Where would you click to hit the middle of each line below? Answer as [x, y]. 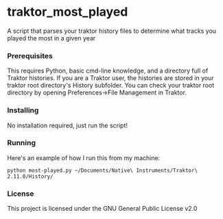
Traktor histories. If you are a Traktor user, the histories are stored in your [110, 78]
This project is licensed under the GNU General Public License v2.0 [102, 209]
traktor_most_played [68, 12]
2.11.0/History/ [30, 176]
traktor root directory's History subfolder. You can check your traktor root [111, 86]
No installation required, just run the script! [68, 125]
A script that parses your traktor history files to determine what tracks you [112, 31]
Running [22, 143]
